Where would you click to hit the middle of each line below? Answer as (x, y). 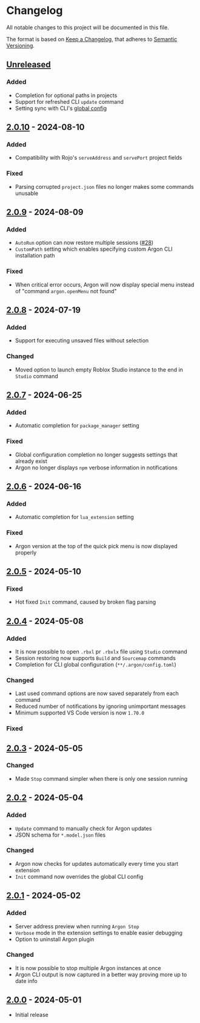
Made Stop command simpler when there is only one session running (101, 778)
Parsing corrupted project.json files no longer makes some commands (104, 186)
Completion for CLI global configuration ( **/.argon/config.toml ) (96, 664)
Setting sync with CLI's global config (61, 108)
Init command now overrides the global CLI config (79, 876)
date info (26, 981)
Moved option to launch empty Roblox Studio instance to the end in (99, 369)
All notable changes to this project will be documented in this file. (88, 27)
